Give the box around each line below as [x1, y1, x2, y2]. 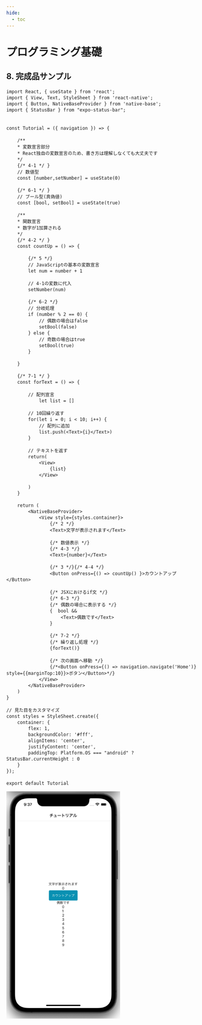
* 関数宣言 [17, 218, 41, 225]
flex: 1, [28, 725, 50, 731]
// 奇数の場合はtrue [38, 336, 86, 342]
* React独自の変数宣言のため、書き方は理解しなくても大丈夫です [17, 150, 158, 157]
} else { [28, 329, 50, 336]
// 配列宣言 [28, 392, 55, 398]
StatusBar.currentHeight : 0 [6, 756, 80, 762]
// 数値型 [17, 169, 39, 175]
